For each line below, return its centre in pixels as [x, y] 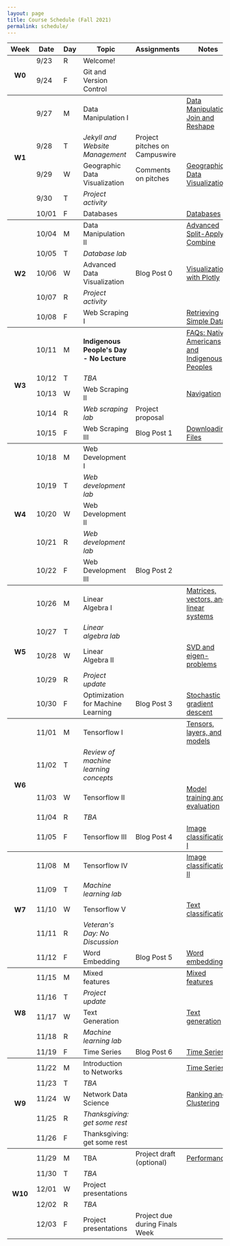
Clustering [203, 1103]
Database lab [105, 254]
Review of [99, 753]
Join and [200, 118]
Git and [95, 72]
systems [200, 616]
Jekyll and [100, 138]
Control [95, 89]
